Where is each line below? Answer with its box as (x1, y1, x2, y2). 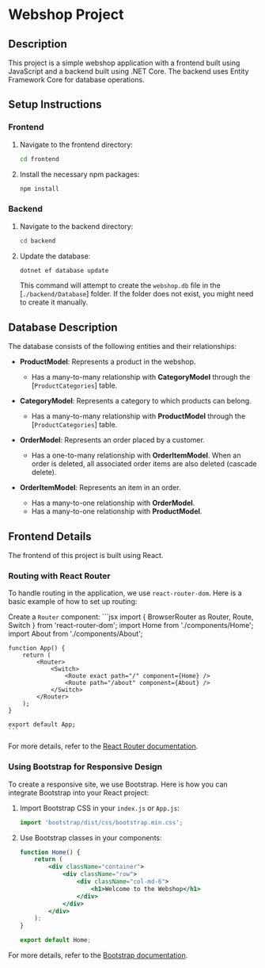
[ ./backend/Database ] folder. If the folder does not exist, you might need (19, 289, 254, 299)
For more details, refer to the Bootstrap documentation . (8, 951, 188, 960)
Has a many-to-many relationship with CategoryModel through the (31, 373, 251, 382)
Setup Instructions (8, 98, 102, 112)
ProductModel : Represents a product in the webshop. (19, 357, 196, 366)
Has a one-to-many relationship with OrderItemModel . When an (31, 450, 241, 461)
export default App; (8, 721, 77, 729)
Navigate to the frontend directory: (19, 140, 133, 149)
